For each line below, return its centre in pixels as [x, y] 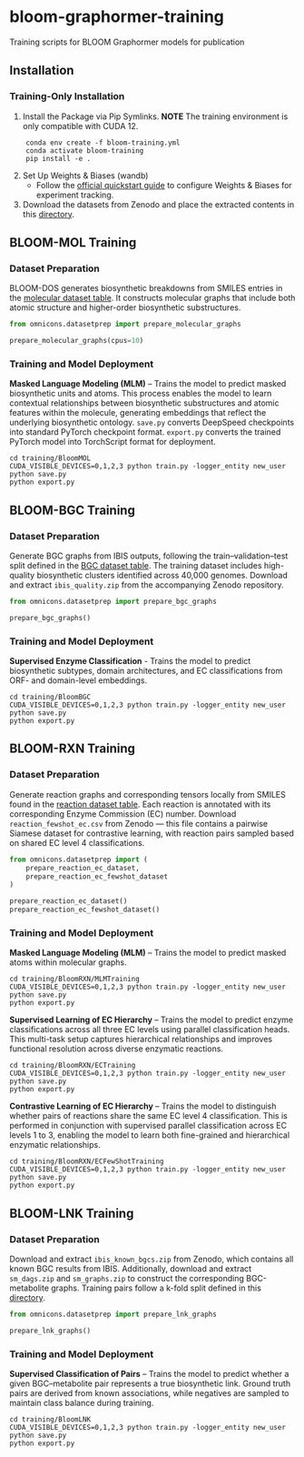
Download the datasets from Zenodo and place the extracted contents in [158, 204]
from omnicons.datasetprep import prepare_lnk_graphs [113, 1315]
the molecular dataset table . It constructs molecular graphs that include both [152, 298]
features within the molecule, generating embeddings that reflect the [138, 413]
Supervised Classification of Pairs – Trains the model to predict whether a [149, 1374]
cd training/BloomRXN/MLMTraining [75, 980]
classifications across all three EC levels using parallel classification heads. [150, 1030]
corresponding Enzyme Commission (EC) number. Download [123, 814]
